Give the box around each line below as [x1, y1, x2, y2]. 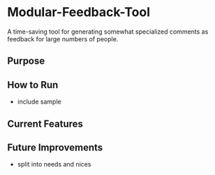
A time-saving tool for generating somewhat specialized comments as [7, 27, 209, 36]
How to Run [7, 78, 59, 91]
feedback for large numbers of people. [7, 34, 119, 43]
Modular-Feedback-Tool [7, 4, 150, 20]
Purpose [7, 55, 45, 67]
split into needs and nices [17, 160, 91, 169]
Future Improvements [7, 141, 103, 153]
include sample [17, 97, 61, 106]
